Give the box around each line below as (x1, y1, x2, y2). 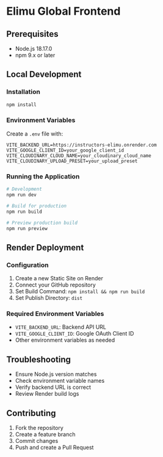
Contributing (6, 408, 56, 418)
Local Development (6, 69, 82, 80)
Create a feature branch (15, 431, 76, 438)
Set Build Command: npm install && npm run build (15, 288, 145, 295)
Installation (6, 88, 41, 96)
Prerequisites (6, 29, 59, 39)
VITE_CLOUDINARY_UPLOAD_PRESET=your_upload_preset (6, 158, 138, 164)
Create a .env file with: (6, 130, 63, 137)
